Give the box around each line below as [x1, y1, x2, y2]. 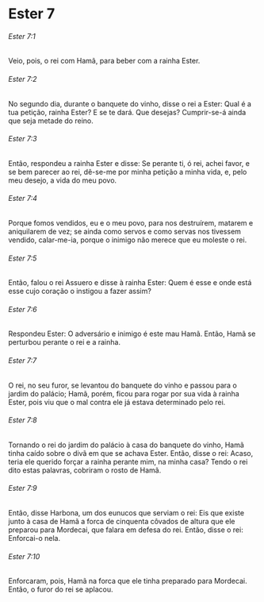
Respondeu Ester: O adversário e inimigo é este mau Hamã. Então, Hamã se [8, 329, 256, 338]
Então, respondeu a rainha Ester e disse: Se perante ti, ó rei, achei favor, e [8, 158, 250, 168]
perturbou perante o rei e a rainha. [8, 338, 121, 347]
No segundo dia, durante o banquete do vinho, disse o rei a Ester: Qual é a [8, 98, 252, 108]
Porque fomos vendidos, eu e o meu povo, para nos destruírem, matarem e [8, 218, 254, 227]
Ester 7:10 [8, 551, 40, 561]
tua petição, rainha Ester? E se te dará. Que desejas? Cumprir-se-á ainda [8, 107, 247, 117]
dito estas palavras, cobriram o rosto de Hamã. [8, 465, 162, 475]
